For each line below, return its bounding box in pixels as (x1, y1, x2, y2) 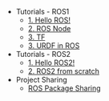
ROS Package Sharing (27, 83, 102, 93)
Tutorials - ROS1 (15, 7, 70, 16)
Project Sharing (15, 75, 68, 84)
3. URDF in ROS (27, 41, 80, 50)
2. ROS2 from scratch (27, 67, 100, 75)
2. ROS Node (27, 24, 71, 33)
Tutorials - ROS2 (15, 50, 71, 59)
